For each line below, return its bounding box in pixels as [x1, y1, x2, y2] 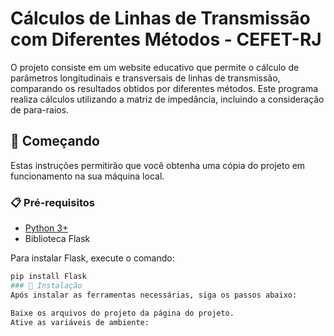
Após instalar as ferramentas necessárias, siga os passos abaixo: [10, 290, 298, 300]
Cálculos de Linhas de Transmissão [10, 7, 311, 30]
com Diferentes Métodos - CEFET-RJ [10, 28, 322, 51]
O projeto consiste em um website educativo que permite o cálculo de [10, 61, 300, 73]
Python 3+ [24, 222, 69, 234]
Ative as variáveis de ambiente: [10, 317, 150, 327]
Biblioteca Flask [24, 233, 91, 245]
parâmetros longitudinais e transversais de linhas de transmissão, [10, 72, 281, 84]
